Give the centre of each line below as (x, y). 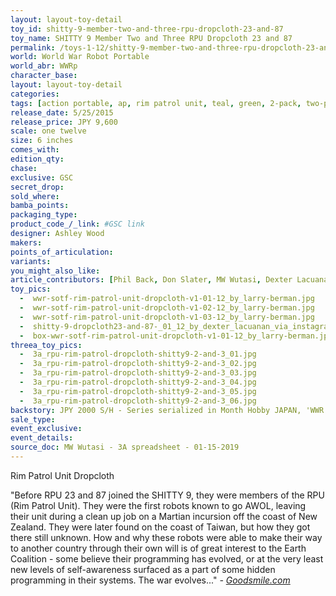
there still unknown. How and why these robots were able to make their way (166, 537)
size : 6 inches (42, 141)
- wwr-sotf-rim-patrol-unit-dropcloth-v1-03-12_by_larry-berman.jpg (167, 317)
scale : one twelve (48, 131)
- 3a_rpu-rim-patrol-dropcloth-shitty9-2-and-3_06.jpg (138, 401)
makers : (26, 242)
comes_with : (35, 150)
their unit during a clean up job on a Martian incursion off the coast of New (164, 516)
